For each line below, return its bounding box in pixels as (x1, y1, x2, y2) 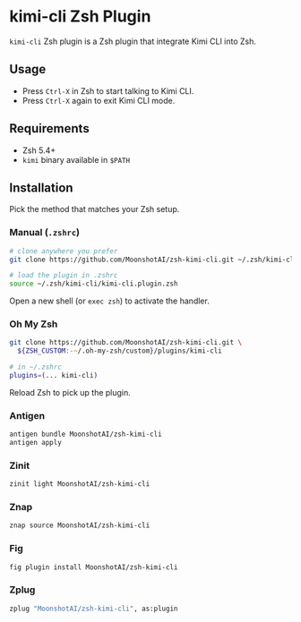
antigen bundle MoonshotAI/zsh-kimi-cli (9, 430, 163, 439)
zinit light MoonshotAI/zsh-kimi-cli (9, 480, 150, 489)
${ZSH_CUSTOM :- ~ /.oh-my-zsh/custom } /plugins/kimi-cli (17, 346, 222, 355)
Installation (9, 180, 73, 195)
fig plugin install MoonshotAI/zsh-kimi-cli (9, 562, 178, 572)
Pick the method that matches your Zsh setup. (9, 204, 180, 215)
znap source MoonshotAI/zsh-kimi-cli (9, 521, 150, 530)
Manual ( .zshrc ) (9, 226, 81, 239)
